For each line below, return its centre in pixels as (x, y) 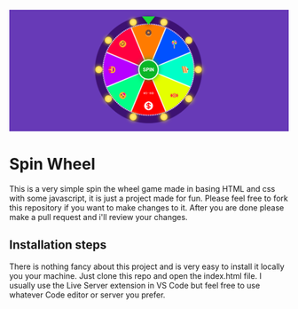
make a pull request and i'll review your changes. (98, 217)
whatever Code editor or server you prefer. (87, 295)
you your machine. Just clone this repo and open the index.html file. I (135, 275)
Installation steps (58, 245)
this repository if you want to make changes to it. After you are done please (147, 207)
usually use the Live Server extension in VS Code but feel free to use (135, 285)
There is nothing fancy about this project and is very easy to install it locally (147, 266)
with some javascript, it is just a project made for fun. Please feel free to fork (149, 198)
